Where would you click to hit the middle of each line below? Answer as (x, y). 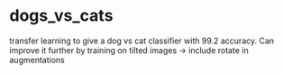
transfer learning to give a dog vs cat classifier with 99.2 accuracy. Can (142, 41)
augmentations (37, 60)
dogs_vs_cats (61, 16)
